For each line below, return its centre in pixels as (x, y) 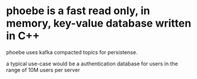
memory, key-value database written (99, 23)
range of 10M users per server (43, 70)
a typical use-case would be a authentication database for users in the (92, 64)
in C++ (23, 36)
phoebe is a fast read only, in (78, 11)
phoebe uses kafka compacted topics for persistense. (72, 52)
